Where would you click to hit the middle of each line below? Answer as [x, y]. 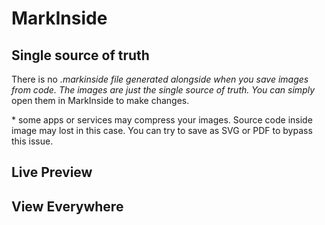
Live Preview [52, 172]
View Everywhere [67, 206]
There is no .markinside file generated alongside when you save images [160, 79]
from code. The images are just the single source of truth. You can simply [163, 90]
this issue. [32, 141]
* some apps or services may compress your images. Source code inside [162, 120]
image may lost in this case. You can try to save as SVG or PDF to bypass [162, 130]
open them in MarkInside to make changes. [100, 100]
